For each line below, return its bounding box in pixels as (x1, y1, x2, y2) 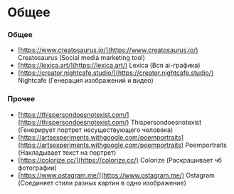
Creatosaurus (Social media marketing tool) (17, 53, 146, 62)
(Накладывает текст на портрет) (17, 148, 117, 157)
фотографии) (17, 163, 57, 172)
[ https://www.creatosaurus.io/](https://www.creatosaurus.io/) (17, 46, 198, 54)
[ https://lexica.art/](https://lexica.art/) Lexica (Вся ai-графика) (17, 61, 201, 70)
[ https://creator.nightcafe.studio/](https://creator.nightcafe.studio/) (17, 68, 214, 77)
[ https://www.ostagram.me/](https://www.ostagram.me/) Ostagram (17, 170, 216, 179)
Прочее (7, 94, 36, 104)
